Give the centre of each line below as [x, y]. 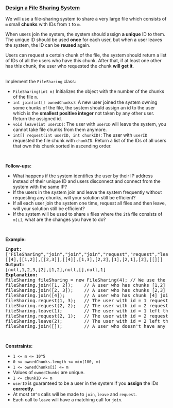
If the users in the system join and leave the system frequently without [87, 192]
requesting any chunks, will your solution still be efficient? [74, 198]
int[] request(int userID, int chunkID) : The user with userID [80, 135]
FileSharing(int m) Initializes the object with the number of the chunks [89, 91]
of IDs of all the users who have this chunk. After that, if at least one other [84, 61]
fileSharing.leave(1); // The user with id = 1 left [83, 311]
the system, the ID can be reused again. [48, 45]
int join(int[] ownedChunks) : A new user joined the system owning [85, 102]
